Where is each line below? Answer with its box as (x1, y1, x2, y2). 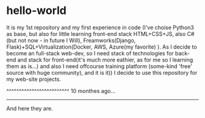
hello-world (6, 4, 67, 18)
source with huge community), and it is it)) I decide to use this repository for (6, 69, 198, 76)
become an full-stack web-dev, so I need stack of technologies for (6, 49, 174, 57)
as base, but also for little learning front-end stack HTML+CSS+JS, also (6, 30, 186, 37)
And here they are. (6, 105, 53, 112)
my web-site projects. (6, 75, 61, 83)
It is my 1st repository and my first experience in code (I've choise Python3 (6, 24, 194, 31)
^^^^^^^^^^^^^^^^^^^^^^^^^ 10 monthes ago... (6, 87, 116, 94)
